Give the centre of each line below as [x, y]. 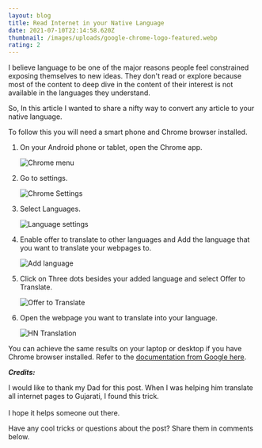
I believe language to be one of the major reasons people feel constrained [129, 67]
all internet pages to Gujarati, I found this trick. [84, 396]
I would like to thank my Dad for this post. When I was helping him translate [131, 388]
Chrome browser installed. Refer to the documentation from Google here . [127, 357]
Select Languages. [50, 209]
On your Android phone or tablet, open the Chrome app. [111, 147]
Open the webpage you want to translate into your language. [118, 318]
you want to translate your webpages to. [85, 248]
